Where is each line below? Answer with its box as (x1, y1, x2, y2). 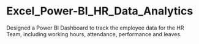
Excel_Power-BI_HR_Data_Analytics (6, 4, 193, 18)
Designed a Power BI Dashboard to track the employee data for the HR (6, 24, 185, 31)
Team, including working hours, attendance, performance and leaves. (6, 30, 182, 37)
